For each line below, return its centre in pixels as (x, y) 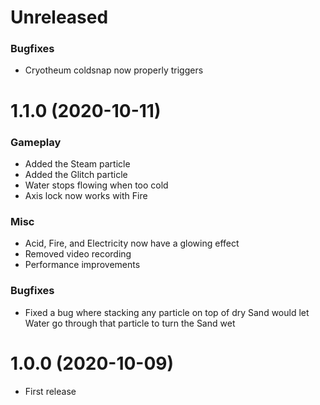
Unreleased (59, 17)
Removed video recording (78, 254)
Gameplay (36, 142)
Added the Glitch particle (76, 174)
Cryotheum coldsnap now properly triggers (114, 70)
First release (50, 391)
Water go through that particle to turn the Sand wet (130, 323)
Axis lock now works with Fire (86, 195)
